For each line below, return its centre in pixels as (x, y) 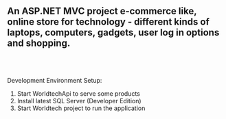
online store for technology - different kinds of (108, 22)
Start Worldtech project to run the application (81, 108)
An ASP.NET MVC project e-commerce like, (102, 11)
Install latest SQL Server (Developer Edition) (79, 101)
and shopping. (39, 43)
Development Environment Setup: (55, 80)
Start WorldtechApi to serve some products (79, 93)
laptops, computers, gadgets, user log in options (113, 32)
